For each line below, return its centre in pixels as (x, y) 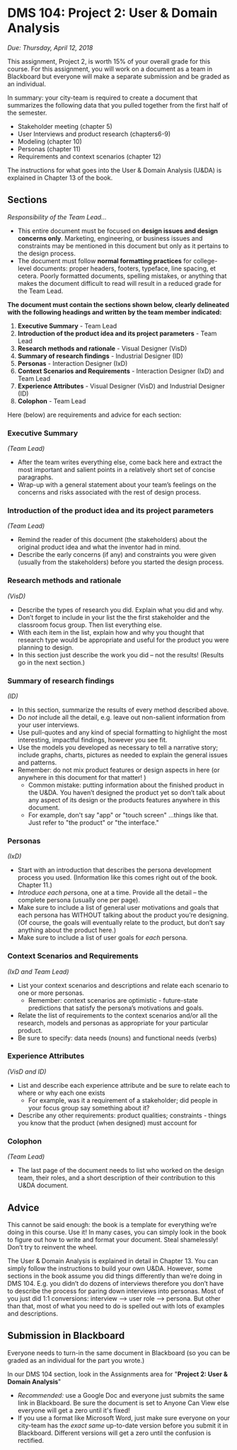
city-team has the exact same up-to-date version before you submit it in (123, 1425)
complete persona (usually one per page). (79, 900)
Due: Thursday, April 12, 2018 (50, 47)
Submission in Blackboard (66, 1336)
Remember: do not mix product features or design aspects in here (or (118, 770)
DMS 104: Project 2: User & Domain (112, 13)
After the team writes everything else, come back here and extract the (120, 462)
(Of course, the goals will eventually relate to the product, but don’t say (121, 923)
